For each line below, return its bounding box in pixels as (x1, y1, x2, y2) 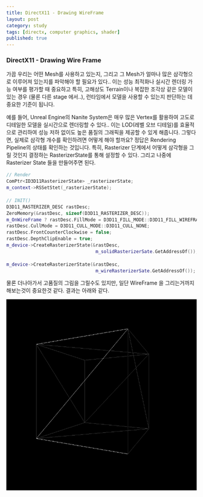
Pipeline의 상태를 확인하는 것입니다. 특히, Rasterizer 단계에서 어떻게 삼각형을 (6, 144, 188, 151)
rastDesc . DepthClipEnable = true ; (6, 236, 94, 242)
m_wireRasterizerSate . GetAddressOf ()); (95, 268, 196, 274)
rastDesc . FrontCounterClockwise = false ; (6, 229, 112, 235)
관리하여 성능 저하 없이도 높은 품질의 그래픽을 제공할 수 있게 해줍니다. (17, 129, 180, 136)
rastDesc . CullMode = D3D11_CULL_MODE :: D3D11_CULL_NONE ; (6, 223, 150, 229)
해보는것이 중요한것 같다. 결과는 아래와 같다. (6, 287, 110, 294)
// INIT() (6, 197, 31, 203)
